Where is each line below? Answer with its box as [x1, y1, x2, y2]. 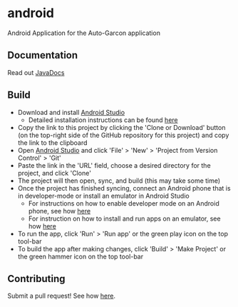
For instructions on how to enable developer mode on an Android [28, 198, 219, 208]
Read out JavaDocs [7, 68, 65, 76]
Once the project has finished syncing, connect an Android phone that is [17, 183, 231, 192]
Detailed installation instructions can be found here [28, 116, 178, 124]
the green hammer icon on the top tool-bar [17, 252, 144, 261]
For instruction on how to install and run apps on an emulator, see [28, 214, 221, 223]
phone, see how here [28, 206, 91, 215]
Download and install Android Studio [17, 108, 125, 116]
